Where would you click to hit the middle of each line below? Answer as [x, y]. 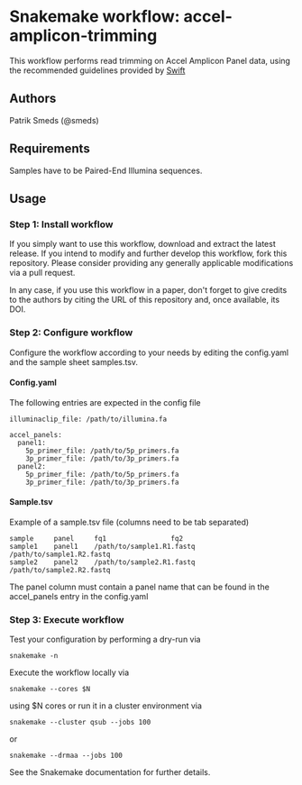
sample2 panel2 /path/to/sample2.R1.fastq [102, 562]
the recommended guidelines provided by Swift [97, 70]
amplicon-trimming [83, 36]
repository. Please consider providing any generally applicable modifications [151, 263]
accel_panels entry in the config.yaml [79, 596]
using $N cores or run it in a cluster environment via [106, 706]
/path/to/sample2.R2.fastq [60, 570]
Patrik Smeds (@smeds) [54, 120]
